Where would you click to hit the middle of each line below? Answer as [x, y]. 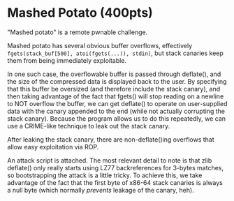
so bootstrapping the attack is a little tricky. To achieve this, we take [105, 175]
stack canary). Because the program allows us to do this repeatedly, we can [116, 118]
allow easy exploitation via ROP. [53, 147]
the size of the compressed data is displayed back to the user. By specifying [117, 81]
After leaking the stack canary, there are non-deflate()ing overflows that [111, 139]
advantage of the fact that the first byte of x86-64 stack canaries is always [115, 182]
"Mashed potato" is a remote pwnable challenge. [78, 32]
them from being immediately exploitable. [67, 60]
